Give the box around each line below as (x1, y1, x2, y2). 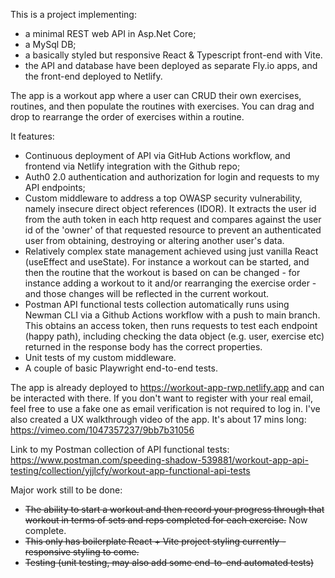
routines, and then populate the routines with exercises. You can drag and (10, 100, 315, 112)
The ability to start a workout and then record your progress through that (24, 504, 325, 515)
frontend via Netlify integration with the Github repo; (24, 160, 241, 172)
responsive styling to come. (24, 546, 140, 558)
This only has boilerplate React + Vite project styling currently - (24, 535, 287, 547)
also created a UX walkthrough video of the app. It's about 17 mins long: (10, 414, 307, 425)
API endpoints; (24, 182, 86, 193)
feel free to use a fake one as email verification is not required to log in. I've (10, 403, 321, 414)
